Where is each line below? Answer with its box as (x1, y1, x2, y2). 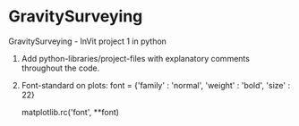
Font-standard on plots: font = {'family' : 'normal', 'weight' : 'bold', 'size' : (21, 80, 291, 90)
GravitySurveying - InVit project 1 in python (8, 36, 167, 46)
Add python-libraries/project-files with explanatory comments (21, 53, 250, 63)
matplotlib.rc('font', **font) (21, 106, 120, 117)
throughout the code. (21, 63, 100, 73)
